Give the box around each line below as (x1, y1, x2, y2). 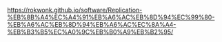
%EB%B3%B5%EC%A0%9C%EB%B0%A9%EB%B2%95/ (7, 28, 174, 36)
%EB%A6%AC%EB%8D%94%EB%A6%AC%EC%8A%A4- (7, 21, 176, 28)
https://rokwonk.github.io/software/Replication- (7, 6, 143, 14)
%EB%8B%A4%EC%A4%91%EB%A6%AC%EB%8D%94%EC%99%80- (7, 13, 215, 21)
